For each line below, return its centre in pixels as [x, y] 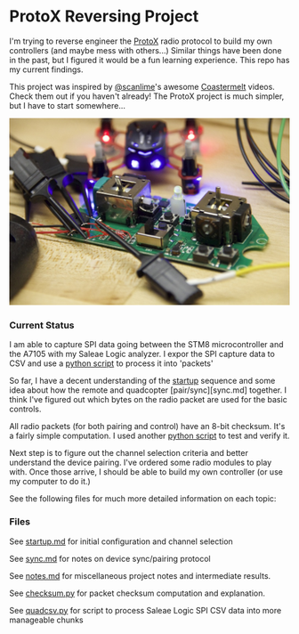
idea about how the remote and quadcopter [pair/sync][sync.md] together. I [148, 390]
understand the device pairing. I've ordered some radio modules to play [141, 463]
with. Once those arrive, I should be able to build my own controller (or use [146, 472]
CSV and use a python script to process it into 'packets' [111, 363]
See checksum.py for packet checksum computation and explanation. [137, 593]
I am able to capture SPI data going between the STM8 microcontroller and [146, 345]
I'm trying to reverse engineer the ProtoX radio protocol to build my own [141, 41]
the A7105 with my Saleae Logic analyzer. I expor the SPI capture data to [142, 354]
